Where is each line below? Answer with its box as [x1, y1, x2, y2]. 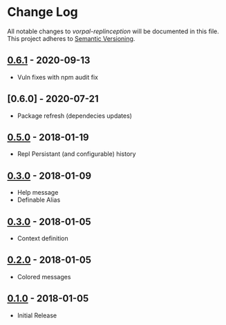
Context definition [17, 234, 69, 243]
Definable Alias [17, 195, 61, 204]
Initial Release [17, 311, 57, 319]
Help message [17, 188, 59, 197]
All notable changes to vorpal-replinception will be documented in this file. [7, 27, 220, 35]
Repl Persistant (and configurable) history [17, 150, 136, 158]
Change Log [7, 4, 78, 20]
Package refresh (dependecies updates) [17, 112, 133, 120]
